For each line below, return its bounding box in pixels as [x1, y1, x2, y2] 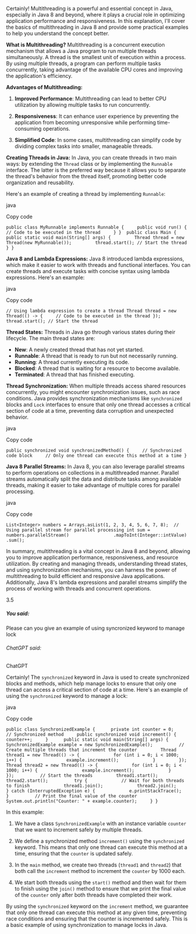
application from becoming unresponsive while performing [14, 119, 156, 125]
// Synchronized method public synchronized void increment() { [6, 732, 177, 738]
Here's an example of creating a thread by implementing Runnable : [6, 191, 166, 197]
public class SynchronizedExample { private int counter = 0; [6, 726, 174, 732]
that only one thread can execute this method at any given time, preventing [6, 909, 187, 916]
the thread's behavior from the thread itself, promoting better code [6, 173, 167, 179]
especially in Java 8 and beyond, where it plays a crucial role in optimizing [6, 11, 185, 18]
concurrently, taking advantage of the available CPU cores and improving [6, 66, 183, 73]
